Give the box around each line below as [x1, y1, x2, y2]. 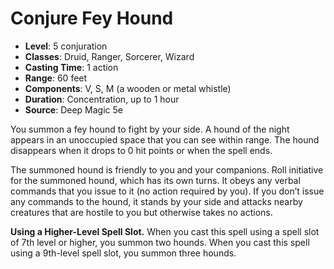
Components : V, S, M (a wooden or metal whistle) [24, 82, 232, 94]
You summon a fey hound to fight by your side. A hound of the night [10, 123, 290, 135]
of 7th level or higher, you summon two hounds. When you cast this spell [10, 236, 310, 248]
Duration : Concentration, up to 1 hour [24, 93, 180, 105]
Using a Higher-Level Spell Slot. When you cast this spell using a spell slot [10, 225, 320, 237]
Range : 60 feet [24, 72, 88, 84]
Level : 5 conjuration [24, 40, 108, 52]
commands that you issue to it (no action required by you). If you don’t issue [10, 185, 325, 197]
